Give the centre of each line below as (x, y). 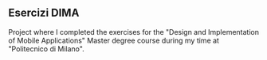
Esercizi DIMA (44, 13)
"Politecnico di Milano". (47, 49)
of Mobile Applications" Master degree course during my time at (114, 40)
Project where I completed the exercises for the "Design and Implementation (134, 32)
